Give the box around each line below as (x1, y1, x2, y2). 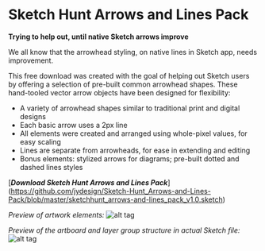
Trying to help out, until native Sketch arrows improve (8, 32, 189, 41)
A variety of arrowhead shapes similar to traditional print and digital (19, 103, 240, 113)
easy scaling (19, 137, 62, 146)
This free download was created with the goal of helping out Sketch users (8, 71, 250, 80)
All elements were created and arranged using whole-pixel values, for (19, 129, 248, 138)
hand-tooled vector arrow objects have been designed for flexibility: (8, 87, 231, 97)
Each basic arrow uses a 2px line (19, 120, 129, 129)
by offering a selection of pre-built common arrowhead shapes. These (8, 79, 238, 89)
